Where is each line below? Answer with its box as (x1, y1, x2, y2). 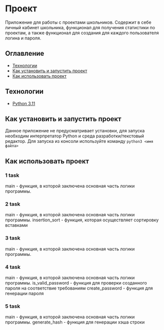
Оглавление (5, 49, 44, 58)
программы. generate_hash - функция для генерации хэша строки (5, 319, 145, 325)
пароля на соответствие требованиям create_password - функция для (5, 285, 153, 291)
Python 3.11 (12, 100, 36, 106)
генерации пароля (5, 290, 44, 296)
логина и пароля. (5, 35, 41, 41)
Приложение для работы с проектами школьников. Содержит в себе (5, 19, 152, 25)
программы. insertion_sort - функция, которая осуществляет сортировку (5, 217, 159, 223)
